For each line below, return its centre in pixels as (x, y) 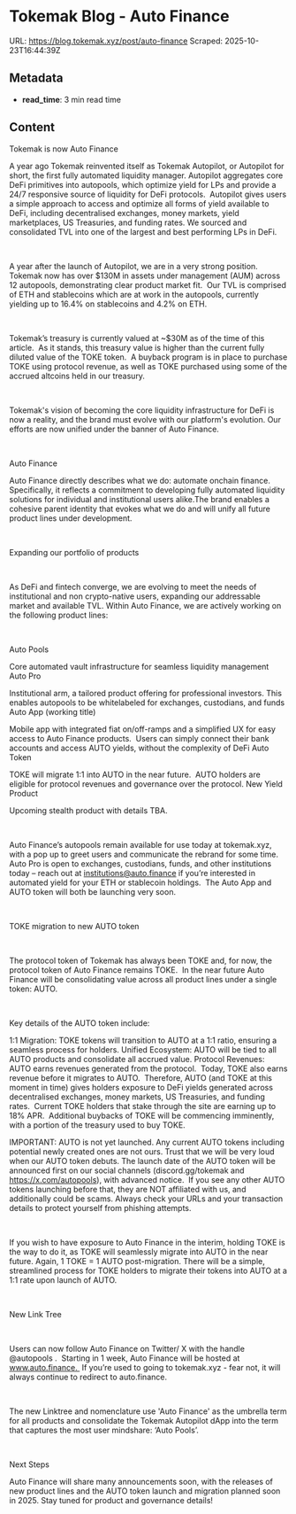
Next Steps (30, 1464)
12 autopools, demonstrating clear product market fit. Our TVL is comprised (148, 284)
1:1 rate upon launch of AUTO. (63, 1280)
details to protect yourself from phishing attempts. (100, 1207)
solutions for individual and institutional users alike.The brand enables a (139, 499)
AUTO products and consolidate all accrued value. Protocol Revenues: (137, 1059)
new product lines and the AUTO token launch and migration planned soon (145, 1491)
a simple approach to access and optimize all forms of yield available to (139, 203)
